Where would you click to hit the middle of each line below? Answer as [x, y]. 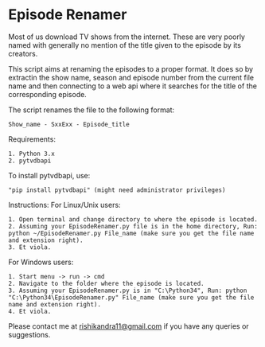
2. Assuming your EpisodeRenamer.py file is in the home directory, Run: [133, 226]
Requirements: [32, 139]
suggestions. [29, 334]
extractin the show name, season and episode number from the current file [131, 77]
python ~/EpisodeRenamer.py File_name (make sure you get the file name [131, 233]
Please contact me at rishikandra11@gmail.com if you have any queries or [129, 326]
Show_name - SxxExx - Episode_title [69, 124]
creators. [23, 53]
